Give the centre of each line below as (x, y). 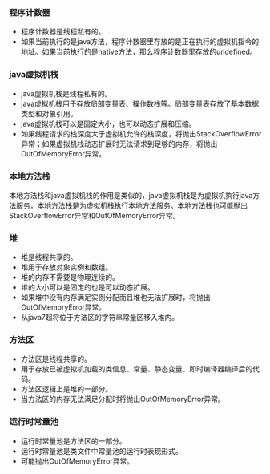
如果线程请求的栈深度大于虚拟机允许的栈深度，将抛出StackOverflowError (141, 133)
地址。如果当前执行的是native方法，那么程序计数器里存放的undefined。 (139, 52)
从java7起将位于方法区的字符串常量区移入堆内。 (100, 318)
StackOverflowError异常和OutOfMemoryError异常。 (95, 215)
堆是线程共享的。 (49, 257)
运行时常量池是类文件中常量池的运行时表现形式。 (101, 451)
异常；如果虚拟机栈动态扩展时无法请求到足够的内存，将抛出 (119, 144)
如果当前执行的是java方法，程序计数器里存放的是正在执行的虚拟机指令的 (140, 42)
